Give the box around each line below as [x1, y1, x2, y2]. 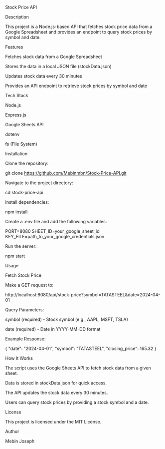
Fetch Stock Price [5, 272, 41, 278]
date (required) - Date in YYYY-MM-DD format [5, 326, 101, 332]
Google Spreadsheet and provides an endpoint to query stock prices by [5, 29, 153, 35]
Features [5, 44, 23, 50]
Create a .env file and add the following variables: [5, 219, 107, 224]
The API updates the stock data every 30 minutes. [5, 390, 108, 395]
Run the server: [5, 243, 37, 249]
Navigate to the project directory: [5, 180, 73, 186]
